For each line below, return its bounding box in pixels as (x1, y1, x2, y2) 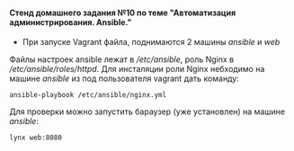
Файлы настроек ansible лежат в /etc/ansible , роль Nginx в (9, 54, 235, 65)
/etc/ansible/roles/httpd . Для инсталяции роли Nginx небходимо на (9, 64, 265, 75)
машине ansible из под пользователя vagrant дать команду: (9, 73, 240, 84)
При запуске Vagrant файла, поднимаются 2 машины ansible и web (22, 37, 281, 48)
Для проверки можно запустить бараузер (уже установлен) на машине (9, 106, 286, 117)
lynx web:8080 (9, 133, 63, 143)
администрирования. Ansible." (9, 16, 132, 27)
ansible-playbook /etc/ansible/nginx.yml (9, 91, 167, 100)
